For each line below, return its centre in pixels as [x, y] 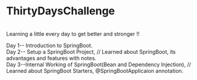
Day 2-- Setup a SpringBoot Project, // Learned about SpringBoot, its [91, 51]
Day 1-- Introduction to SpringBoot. [49, 45]
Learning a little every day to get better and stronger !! [73, 33]
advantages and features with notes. [51, 58]
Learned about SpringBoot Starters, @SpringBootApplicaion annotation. [95, 70]
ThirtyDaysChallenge [61, 11]
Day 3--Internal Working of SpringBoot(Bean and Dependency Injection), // [99, 64]
